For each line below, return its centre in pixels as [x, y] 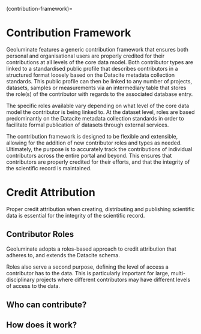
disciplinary [20, 279]
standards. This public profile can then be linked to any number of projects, [99, 81]
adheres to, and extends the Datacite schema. [63, 255]
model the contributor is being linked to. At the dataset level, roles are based [100, 112]
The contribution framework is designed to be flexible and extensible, [92, 136]
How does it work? [42, 325]
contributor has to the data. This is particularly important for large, [88, 273]
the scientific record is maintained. [49, 168]
